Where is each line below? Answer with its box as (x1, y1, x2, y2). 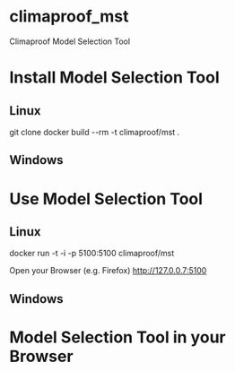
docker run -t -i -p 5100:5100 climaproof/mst (9, 248, 175, 259)
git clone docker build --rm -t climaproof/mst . (9, 126, 180, 137)
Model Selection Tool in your (9, 327, 226, 347)
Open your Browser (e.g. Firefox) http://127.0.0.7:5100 (9, 265, 207, 276)
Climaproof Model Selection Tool (9, 36, 131, 47)
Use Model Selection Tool (9, 188, 204, 209)
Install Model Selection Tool (9, 67, 220, 88)
